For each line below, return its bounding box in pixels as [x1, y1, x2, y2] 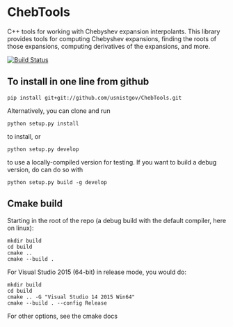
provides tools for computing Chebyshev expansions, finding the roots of [7, 34, 217, 43]
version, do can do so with [7, 165, 83, 174]
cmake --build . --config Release [7, 299, 108, 307]
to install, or [7, 132, 41, 140]
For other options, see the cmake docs [7, 312, 118, 320]
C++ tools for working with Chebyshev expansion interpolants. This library [7, 27, 220, 36]
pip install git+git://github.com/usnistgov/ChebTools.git [7, 94, 182, 101]
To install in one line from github [7, 76, 150, 88]
